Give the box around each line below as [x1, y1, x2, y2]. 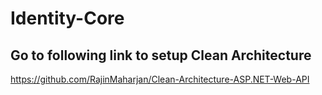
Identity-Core [10, 7, 125, 30]
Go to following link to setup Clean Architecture [10, 47, 312, 64]
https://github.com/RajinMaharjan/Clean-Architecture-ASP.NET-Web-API [10, 73, 310, 85]
